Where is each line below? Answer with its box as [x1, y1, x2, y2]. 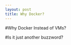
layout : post [5, 7, 32, 12]
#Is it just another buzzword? [5, 34, 63, 40]
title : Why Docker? [5, 12, 45, 16]
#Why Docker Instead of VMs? [5, 25, 67, 30]
